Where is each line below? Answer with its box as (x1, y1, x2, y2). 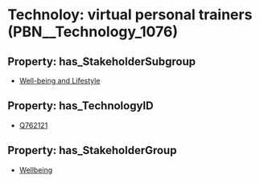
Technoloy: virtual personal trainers (7, 6, 253, 24)
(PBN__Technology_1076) (7, 22, 179, 41)
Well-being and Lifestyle (19, 76, 101, 85)
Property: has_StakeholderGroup (7, 144, 177, 157)
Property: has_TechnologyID (7, 99, 154, 113)
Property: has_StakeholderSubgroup (7, 55, 196, 68)
